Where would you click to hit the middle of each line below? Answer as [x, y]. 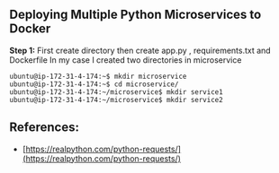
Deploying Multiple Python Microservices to [135, 15]
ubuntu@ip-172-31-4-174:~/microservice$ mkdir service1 [116, 92]
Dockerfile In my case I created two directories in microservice [126, 60]
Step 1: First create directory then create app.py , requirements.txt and [140, 50]
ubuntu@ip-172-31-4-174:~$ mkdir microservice [98, 76]
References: [44, 128]
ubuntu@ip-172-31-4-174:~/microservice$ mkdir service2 [116, 99]
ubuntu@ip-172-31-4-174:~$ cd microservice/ [94, 84]
